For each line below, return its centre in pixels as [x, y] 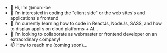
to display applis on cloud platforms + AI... [54, 29]
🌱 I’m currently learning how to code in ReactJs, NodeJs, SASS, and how [86, 23]
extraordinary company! [35, 39]
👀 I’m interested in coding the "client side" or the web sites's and [77, 13]
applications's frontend [34, 18]
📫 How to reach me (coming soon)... [49, 45]
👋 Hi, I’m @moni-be [30, 8]
